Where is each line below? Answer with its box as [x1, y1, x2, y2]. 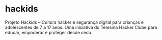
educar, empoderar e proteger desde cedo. [5, 29, 93, 35]
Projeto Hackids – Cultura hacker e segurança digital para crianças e [5, 19, 144, 25]
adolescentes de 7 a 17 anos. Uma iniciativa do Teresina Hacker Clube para [5, 24, 157, 30]
